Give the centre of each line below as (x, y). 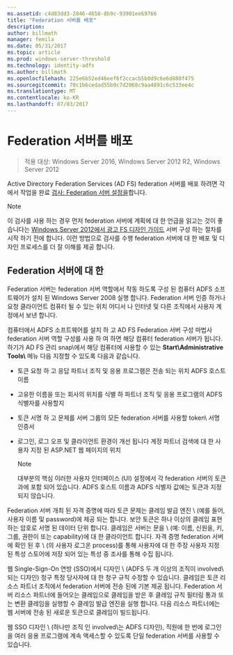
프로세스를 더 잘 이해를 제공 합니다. (67, 246)
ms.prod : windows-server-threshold (59, 59)
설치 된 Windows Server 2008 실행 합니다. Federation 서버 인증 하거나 (128, 297)
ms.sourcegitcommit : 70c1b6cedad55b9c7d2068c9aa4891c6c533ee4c (101, 85)
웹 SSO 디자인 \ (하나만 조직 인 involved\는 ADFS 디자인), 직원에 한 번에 (105, 626)
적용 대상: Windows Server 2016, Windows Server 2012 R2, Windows (122, 161)
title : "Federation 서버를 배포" (52, 20)
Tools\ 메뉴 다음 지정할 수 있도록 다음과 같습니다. (74, 356)
